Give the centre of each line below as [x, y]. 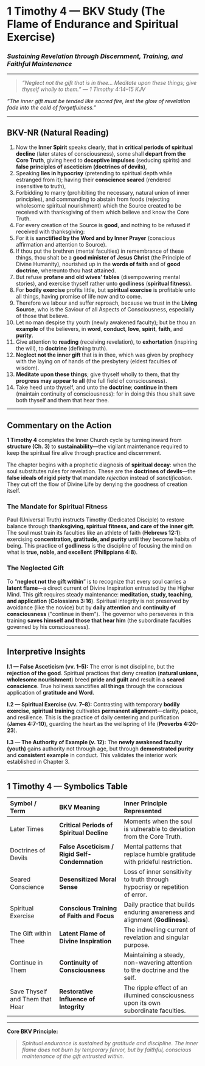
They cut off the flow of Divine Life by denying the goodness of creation [97, 484]
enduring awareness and [159, 912]
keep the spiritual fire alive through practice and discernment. [84, 453]
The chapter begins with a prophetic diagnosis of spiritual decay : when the [102, 465]
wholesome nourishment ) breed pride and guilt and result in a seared [96, 680]
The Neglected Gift [36, 568]
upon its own [142, 1003]
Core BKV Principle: [33, 1032]
